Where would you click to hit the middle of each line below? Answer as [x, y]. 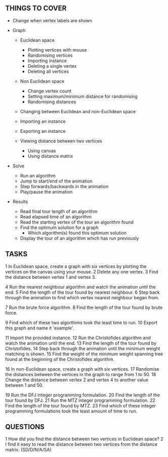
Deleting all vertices [48, 71]
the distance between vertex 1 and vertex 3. [51, 277]
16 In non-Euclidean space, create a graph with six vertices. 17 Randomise [82, 369]
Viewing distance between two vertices [61, 141]
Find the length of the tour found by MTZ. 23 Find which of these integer [81, 405]
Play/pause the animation [46, 192]
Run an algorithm [38, 175]
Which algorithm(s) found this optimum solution [77, 233]
